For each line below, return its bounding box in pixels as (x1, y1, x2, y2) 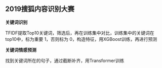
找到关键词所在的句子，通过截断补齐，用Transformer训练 (5, 57, 125, 63)
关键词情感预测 (5, 47, 36, 53)
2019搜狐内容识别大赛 (5, 5, 75, 14)
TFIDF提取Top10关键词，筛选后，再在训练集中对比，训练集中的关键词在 (5, 30, 154, 36)
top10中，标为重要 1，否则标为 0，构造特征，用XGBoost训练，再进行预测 (5, 36, 157, 42)
